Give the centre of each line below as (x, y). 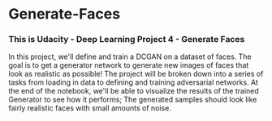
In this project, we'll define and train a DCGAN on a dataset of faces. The (130, 56)
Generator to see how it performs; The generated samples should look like (133, 100)
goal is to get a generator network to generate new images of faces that (129, 65)
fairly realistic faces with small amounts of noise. (90, 108)
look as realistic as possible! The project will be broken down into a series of (136, 74)
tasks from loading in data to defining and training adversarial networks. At (133, 82)
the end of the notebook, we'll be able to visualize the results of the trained (134, 91)
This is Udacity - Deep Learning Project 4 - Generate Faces (127, 40)
